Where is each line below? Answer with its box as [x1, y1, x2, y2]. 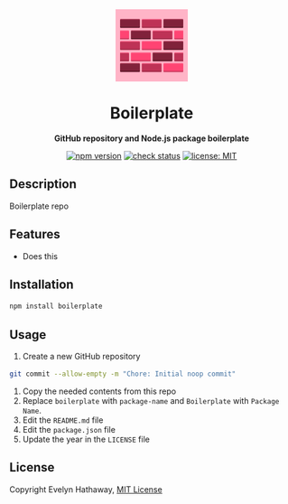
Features [9, 227, 60, 242]
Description [9, 176, 77, 192]
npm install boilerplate [9, 302, 103, 311]
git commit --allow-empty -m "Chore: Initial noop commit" [9, 369, 237, 378]
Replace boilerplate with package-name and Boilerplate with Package [22, 395, 280, 406]
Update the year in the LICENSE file [22, 434, 151, 444]
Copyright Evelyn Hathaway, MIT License [9, 483, 163, 495]
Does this [22, 250, 59, 261]
